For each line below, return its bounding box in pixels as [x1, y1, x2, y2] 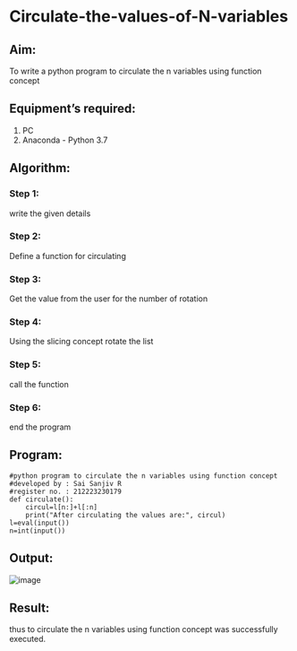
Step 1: [9, 187, 39, 200]
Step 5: [9, 359, 42, 371]
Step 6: [9, 401, 42, 413]
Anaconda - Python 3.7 [21, 135, 108, 145]
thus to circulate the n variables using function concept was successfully [9, 624, 279, 635]
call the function [9, 378, 70, 389]
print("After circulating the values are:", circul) [25, 510, 226, 519]
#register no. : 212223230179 [9, 487, 123, 496]
